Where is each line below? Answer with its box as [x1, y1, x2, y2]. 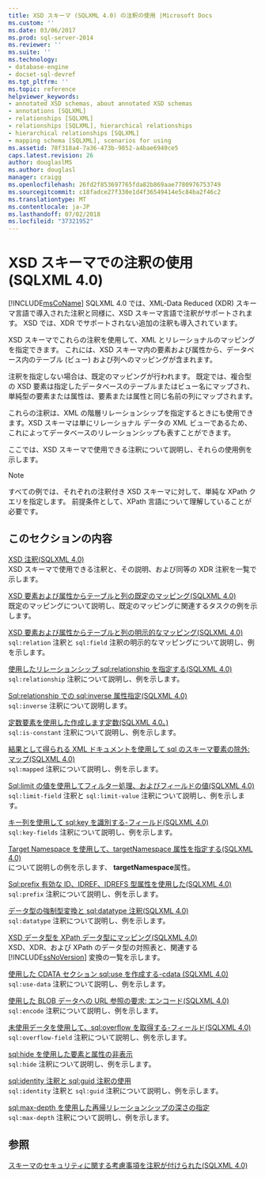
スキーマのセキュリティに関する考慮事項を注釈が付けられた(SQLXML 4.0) [8, 1160, 248, 1170]
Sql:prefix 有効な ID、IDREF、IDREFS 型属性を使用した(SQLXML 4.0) [8, 879, 232, 888]
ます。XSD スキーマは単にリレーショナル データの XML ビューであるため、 [8, 418, 252, 428]
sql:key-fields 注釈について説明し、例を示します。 [8, 827, 177, 837]
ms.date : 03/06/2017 [8, 26, 77, 34]
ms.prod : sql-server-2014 [8, 33, 93, 42]
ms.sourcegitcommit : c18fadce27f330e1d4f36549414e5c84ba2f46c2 [8, 187, 221, 196]
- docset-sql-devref [8, 70, 77, 78]
